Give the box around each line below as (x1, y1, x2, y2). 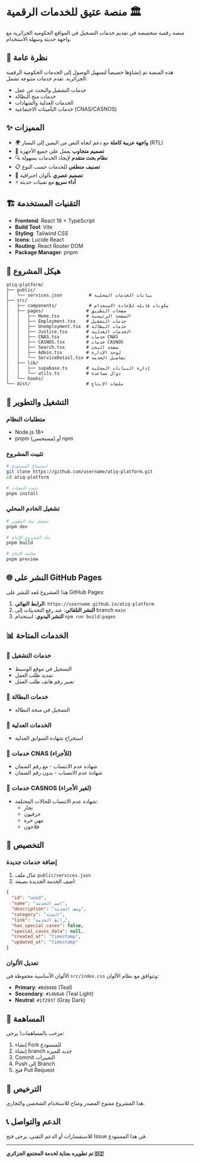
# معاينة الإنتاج (6, 551, 36, 557)
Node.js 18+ (14, 428, 45, 435)
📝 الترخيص (6, 1084, 42, 1094)
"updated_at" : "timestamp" (11, 939, 79, 945)
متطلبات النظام (6, 415, 46, 423)
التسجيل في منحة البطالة (14, 706, 70, 713)
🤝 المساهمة (6, 1014, 45, 1024)
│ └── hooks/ (6, 376, 44, 382)
